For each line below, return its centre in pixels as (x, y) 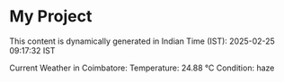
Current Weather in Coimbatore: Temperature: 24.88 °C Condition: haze (142, 68)
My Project (51, 16)
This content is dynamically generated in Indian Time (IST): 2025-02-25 (142, 41)
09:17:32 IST (32, 50)
